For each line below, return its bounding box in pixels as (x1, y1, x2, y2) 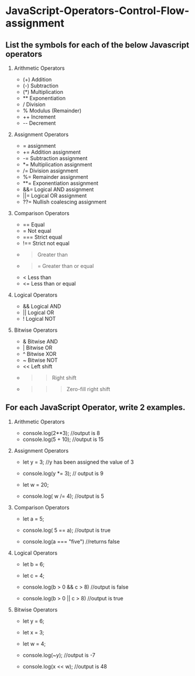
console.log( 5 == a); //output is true (22, 526, 111, 534)
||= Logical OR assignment (22, 192, 87, 199)
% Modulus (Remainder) (22, 107, 82, 114)
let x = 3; (22, 629, 45, 636)
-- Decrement (22, 120, 56, 127)
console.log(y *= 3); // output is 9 (22, 470, 104, 477)
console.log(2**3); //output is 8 (22, 429, 100, 436)
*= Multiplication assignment (22, 161, 93, 168)
